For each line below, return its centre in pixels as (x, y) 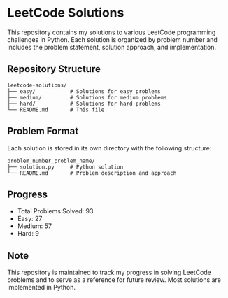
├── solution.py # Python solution (65, 167)
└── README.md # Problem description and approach (92, 173)
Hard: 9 (28, 234)
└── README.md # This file (56, 110)
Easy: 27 (30, 219)
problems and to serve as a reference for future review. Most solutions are (114, 280)
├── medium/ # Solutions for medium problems (87, 97)
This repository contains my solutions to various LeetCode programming (112, 32)
